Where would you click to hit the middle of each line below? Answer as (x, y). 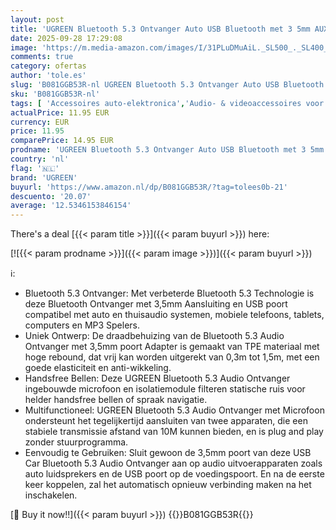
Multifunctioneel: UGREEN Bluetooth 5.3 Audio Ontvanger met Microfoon (174, 410)
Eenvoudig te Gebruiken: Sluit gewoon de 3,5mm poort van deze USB (168, 453)
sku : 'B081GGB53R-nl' (55, 94)
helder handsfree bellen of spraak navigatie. (116, 400)
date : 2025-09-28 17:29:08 (66, 38)
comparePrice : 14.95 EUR (62, 141)
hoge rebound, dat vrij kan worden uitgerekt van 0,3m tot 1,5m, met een (172, 357)
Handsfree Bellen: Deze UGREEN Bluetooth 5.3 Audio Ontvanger (157, 378)
